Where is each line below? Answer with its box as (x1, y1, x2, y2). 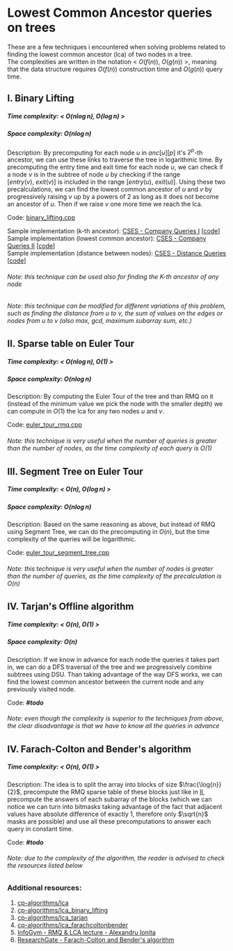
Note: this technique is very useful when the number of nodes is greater (7, 564, 214, 572)
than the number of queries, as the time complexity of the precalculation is (7, 572, 222, 580)
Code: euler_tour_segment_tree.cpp (7, 549, 110, 557)
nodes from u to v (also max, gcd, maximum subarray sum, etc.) (7, 316, 193, 324)
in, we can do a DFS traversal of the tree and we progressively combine (7, 663, 212, 671)
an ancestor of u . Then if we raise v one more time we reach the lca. (7, 200, 203, 208)
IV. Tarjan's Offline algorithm (7, 601, 134, 613)
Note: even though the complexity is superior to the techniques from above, (7, 714, 225, 723)
